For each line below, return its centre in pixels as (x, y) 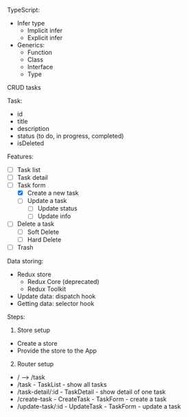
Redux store (34, 274)
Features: (21, 156)
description (33, 129)
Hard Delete (44, 239)
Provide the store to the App (57, 350)
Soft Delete (43, 232)
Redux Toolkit (47, 289)
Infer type (31, 23)
